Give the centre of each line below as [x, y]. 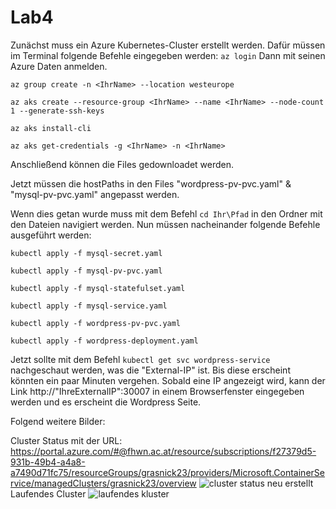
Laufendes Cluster [48, 493]
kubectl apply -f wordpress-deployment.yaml [104, 341]
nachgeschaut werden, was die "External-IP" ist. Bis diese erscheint [150, 370]
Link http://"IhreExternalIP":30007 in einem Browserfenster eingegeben [157, 391]
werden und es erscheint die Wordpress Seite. [106, 402]
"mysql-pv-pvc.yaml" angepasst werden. [95, 194]
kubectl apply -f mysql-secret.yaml [86, 253]
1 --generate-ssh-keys [57, 111]
